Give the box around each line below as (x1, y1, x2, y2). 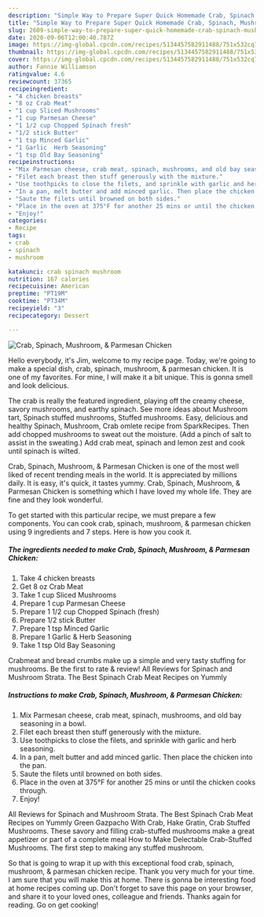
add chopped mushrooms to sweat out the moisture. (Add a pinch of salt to (8, 429, 251, 438)
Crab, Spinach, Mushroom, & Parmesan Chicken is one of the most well (8, 461, 240, 471)
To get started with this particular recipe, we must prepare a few (8, 510, 216, 520)
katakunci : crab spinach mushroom (8, 267, 122, 276)
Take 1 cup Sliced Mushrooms (19, 590, 117, 599)
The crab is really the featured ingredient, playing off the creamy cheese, (8, 396, 245, 405)
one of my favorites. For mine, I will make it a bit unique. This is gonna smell (8, 372, 253, 382)
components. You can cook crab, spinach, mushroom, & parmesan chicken (8, 518, 251, 528)
